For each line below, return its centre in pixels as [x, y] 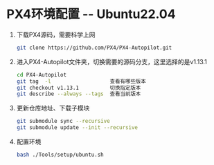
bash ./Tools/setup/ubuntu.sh [60, 155]
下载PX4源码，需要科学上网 [56, 35]
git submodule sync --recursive [63, 122]
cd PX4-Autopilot [42, 75]
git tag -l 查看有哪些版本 [81, 81]
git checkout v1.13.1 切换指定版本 [79, 88]
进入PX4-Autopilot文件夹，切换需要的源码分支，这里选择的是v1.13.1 [112, 61]
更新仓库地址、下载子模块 [53, 108]
